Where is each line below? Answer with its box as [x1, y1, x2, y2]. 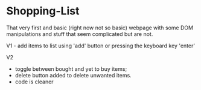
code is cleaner [14, 78, 54, 85]
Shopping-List [6, 4, 80, 18]
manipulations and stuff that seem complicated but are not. [6, 30, 153, 37]
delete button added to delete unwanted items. [14, 71, 132, 79]
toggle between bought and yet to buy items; [14, 65, 127, 73]
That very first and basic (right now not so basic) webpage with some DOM [6, 24, 194, 31]
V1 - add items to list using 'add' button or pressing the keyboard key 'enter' [6, 42, 195, 49]
